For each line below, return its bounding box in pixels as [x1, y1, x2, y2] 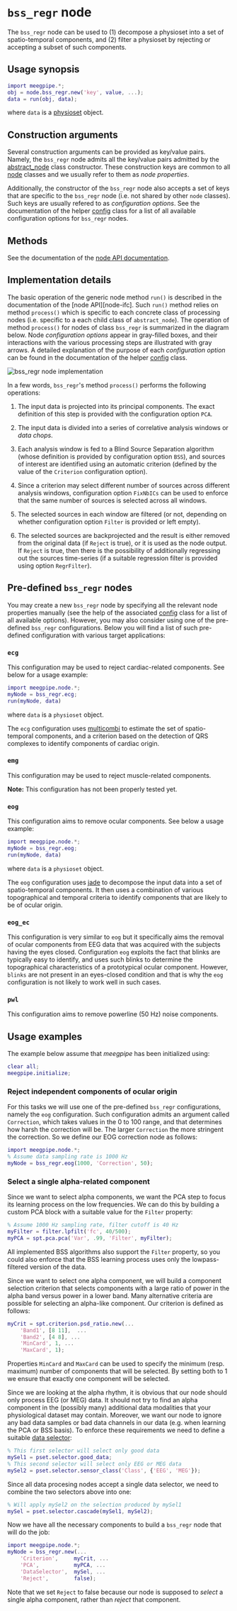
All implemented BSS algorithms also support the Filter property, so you [7, 1247, 221, 1256]
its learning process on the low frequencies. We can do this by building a [7, 1200, 219, 1209]
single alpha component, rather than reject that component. [7, 1595, 181, 1604]
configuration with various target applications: [31, 631, 166, 639]
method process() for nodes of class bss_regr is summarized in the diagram [7, 323, 229, 331]
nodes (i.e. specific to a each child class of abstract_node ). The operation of [7, 315, 230, 324]
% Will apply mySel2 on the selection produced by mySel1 [7, 1501, 182, 1508]
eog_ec [7, 918, 30, 926]
